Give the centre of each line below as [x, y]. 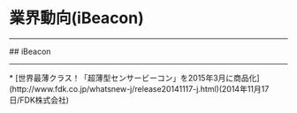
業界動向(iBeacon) [76, 18]
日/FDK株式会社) [39, 100]
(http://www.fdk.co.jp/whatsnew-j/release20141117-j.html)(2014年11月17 [139, 88]
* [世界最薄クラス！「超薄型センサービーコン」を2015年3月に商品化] [134, 78]
